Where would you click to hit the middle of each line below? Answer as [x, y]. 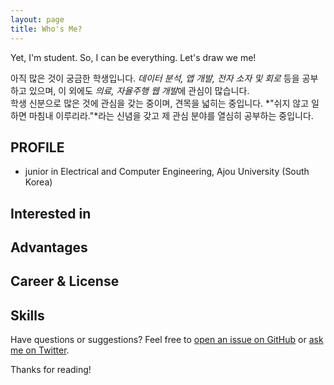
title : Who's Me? [46, 29]
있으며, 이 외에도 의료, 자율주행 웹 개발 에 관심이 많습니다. [139, 90]
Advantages [49, 247]
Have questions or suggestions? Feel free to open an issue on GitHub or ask [167, 340]
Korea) [38, 182]
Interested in [51, 213]
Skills [27, 315]
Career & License [65, 281]
